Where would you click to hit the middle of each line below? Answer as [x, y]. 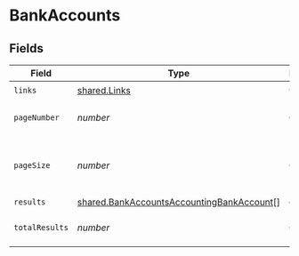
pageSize [32, 165]
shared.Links [104, 90]
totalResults [41, 228]
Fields [27, 48]
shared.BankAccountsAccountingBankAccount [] [178, 202]
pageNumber [36, 118]
